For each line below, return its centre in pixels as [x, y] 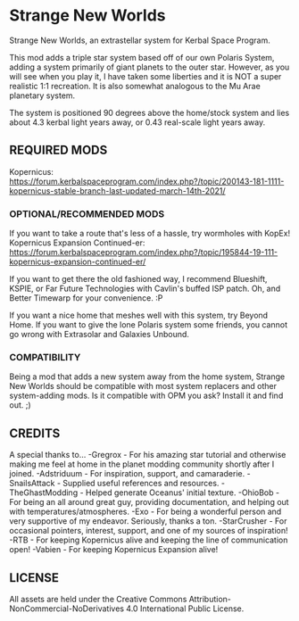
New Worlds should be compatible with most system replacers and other [143, 386]
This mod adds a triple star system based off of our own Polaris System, [142, 57]
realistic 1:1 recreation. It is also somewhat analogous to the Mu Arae [135, 86]
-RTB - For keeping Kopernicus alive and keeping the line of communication [149, 540]
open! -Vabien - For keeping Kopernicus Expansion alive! [114, 550]
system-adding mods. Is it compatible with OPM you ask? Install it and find [146, 396]
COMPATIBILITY [45, 357]
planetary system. [42, 95]
